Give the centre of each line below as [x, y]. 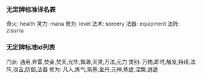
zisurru [15, 31]
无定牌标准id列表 [31, 48]
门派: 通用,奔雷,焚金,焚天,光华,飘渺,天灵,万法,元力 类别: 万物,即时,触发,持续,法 [101, 62]
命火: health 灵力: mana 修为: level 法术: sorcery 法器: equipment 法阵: [93, 24]
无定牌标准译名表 [31, 9]
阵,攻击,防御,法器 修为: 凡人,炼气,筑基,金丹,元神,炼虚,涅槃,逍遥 [82, 69]
